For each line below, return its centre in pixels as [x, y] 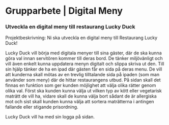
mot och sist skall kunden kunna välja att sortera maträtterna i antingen [80, 102]
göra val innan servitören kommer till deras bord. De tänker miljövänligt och [84, 58]
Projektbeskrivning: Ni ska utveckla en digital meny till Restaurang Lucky [81, 38]
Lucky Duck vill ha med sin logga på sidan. [50, 117]
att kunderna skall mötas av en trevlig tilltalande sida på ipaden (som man [82, 75]
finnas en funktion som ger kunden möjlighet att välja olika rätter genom [81, 85]
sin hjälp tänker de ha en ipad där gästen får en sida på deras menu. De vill [84, 69]
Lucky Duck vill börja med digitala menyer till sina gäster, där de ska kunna [83, 53]
